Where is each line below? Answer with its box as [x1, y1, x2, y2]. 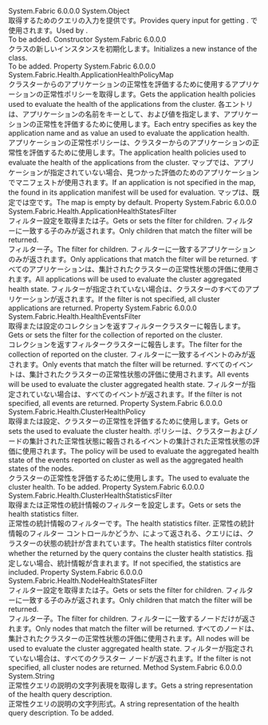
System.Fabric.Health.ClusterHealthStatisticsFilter [8, 491, 173, 500]
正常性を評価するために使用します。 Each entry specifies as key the [35, 120, 258, 128]
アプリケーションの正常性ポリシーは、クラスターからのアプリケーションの [8, 138, 253, 147]
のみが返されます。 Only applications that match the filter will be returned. [8, 254, 250, 264]
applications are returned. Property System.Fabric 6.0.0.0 [8, 303, 197, 313]
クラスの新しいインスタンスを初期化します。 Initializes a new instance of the [8, 44, 258, 53]
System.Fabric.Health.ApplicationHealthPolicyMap [8, 70, 174, 79]
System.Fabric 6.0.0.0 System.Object [8, 6, 130, 15]
